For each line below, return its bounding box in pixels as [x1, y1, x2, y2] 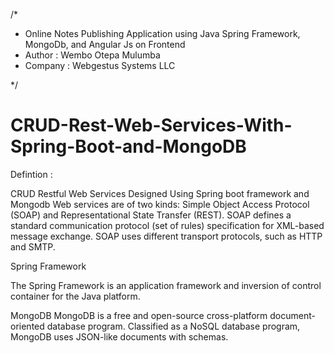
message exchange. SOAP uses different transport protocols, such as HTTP [10, 230, 323, 242]
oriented [10, 320, 45, 332]
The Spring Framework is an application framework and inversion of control [10, 279, 322, 291]
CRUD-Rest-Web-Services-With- [10, 114, 293, 137]
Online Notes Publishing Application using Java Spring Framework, [24, 28, 301, 39]
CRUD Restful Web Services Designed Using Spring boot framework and [10, 187, 310, 199]
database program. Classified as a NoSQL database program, [46, 320, 301, 332]
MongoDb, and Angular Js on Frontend [24, 39, 186, 50]
